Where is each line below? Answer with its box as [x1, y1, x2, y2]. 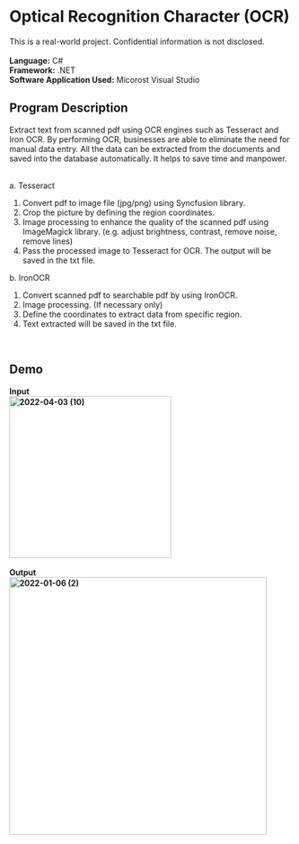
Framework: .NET [9, 65, 76, 76]
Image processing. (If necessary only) [22, 299, 163, 310]
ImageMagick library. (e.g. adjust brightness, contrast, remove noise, [22, 226, 277, 237]
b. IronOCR [9, 272, 50, 283]
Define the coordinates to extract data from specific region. [22, 309, 242, 319]
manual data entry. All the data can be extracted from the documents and [9, 143, 281, 154]
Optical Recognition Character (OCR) [9, 6, 290, 27]
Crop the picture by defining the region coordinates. [22, 207, 215, 218]
